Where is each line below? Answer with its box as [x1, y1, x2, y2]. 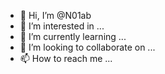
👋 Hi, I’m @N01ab [19, 10, 92, 21]
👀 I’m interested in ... [19, 20, 105, 32]
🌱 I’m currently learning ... [19, 31, 127, 42]
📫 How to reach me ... [19, 53, 113, 64]
